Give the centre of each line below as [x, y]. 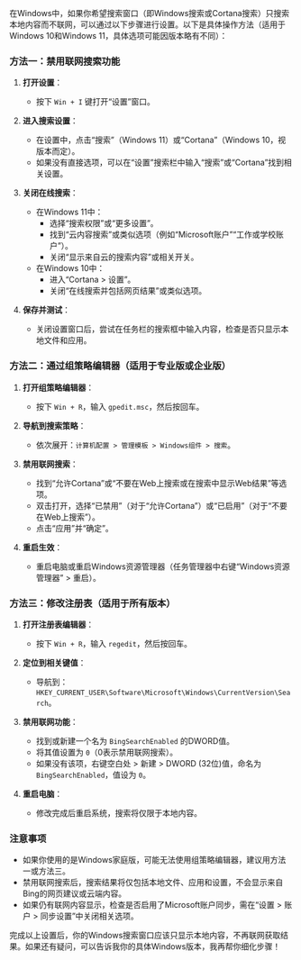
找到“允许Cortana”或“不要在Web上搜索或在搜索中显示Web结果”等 [157, 483]
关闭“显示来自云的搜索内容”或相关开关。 [124, 257]
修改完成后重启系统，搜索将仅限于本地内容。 [119, 812]
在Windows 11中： [69, 212]
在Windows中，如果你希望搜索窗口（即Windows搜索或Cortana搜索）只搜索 [150, 13]
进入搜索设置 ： [50, 121]
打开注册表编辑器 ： [58, 624]
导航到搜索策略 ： [54, 425]
